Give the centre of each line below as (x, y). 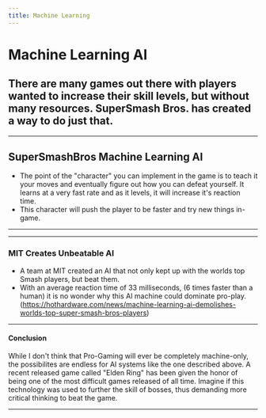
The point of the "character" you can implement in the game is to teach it (139, 176)
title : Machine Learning (49, 15)
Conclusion (28, 338)
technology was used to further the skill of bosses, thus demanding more (127, 389)
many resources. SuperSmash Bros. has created (130, 109)
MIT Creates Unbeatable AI (61, 253)
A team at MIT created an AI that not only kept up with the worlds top (132, 271)
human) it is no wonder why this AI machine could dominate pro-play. (133, 296)
